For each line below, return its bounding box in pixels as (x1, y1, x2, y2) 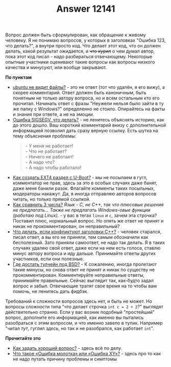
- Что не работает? (25, 149, 67, 155)
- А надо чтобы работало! (25, 164, 82, 171)
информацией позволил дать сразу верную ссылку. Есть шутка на (12, 128, 158, 134)
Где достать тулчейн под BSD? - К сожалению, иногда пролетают (12, 261, 157, 267)
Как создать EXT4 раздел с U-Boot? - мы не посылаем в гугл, (12, 175, 148, 181)
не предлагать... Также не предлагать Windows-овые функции (12, 207, 151, 213)
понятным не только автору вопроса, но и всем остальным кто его (12, 95, 160, 101)
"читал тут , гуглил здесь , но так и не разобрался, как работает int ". (5, 325, 154, 332)
